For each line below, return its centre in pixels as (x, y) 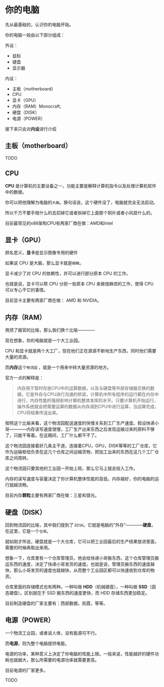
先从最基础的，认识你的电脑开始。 (39, 24)
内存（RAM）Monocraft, (37, 106)
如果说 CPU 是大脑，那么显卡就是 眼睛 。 (44, 263)
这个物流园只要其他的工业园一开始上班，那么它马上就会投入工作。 (71, 469)
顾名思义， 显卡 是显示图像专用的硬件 (41, 253)
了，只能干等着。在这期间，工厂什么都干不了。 (52, 435)
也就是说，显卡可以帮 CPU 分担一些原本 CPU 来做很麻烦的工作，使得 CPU (79, 284)
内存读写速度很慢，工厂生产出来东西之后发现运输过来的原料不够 (90, 429)
